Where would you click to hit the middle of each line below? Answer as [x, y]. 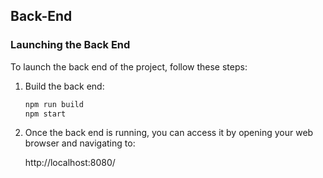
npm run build [54, 104]
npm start [45, 114]
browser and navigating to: [80, 143]
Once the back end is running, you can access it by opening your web [169, 133]
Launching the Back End [70, 45]
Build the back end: [64, 86]
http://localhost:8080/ [70, 163]
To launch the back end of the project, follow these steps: [129, 66]
